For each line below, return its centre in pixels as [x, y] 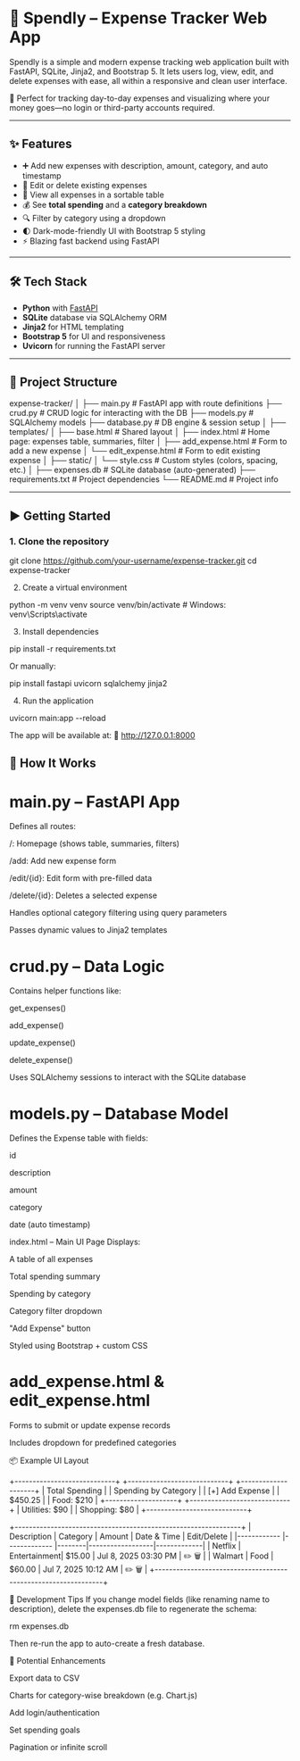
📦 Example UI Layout [49, 1461]
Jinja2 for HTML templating [73, 327]
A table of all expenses [51, 1259]
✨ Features [41, 144]
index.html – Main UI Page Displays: [75, 1242]
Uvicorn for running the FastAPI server [94, 345]
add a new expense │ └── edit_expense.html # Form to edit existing [135, 451]
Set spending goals [45, 1730]
